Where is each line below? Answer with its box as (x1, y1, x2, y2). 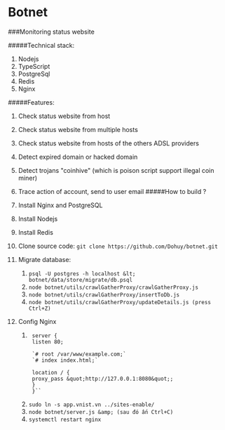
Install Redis (18, 228, 53, 236)
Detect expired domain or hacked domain (18, 152, 138, 161)
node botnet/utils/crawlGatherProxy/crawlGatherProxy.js (28, 284, 199, 291)
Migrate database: (18, 255, 71, 263)
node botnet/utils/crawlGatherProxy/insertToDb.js (28, 291, 180, 299)
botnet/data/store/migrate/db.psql (28, 276, 132, 283)
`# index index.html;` (32, 356, 99, 364)
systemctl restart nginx (28, 416, 102, 423)
